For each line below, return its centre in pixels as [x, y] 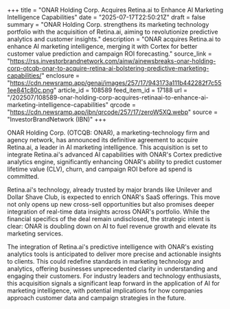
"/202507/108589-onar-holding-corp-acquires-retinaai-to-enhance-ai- [108, 98]
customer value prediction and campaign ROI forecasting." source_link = [110, 54]
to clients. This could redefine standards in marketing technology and [105, 261]
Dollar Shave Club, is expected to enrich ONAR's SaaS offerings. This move [114, 197]
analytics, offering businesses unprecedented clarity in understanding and [112, 268]
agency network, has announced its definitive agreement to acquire [103, 140]
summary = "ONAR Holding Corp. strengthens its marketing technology [108, 24]
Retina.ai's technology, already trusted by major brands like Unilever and [110, 190]
